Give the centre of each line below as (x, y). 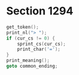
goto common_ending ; (32, 66)
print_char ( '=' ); (39, 49)
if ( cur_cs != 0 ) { (31, 38)
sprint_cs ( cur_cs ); (42, 44)
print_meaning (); (28, 61)
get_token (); (23, 27)
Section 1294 (40, 11)
